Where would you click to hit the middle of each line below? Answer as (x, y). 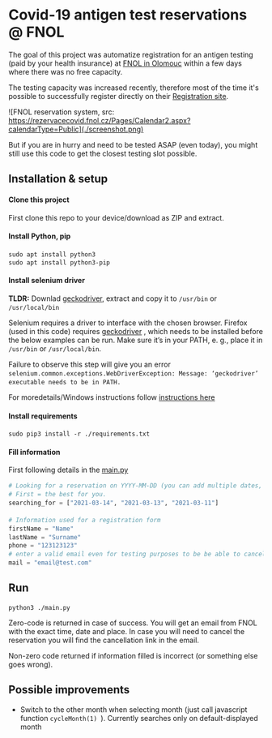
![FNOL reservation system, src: (62, 112)
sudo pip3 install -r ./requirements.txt (79, 434)
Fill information (34, 452)
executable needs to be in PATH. (65, 382)
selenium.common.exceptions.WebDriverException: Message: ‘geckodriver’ (134, 373)
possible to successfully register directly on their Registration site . (119, 96)
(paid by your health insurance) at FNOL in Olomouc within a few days (125, 63)
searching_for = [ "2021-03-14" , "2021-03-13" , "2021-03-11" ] (114, 503)
